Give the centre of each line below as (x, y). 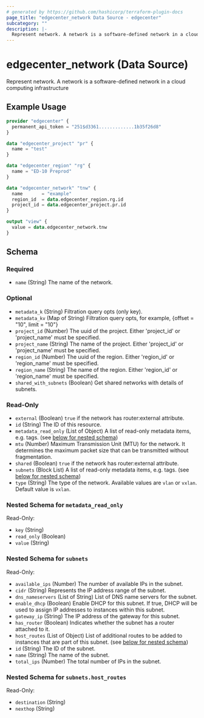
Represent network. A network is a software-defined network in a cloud (96, 82)
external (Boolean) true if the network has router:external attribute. (100, 418)
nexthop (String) (35, 708)
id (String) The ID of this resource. (58, 425)
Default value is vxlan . (43, 489)
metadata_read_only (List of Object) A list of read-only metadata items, (103, 431)
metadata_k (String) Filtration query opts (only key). (79, 312)
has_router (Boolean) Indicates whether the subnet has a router (95, 622)
